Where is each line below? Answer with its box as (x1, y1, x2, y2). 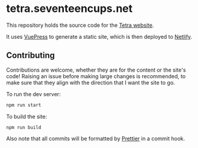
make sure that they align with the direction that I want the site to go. (6, 79, 175, 86)
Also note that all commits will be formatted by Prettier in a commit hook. (6, 135, 185, 142)
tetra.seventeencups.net (6, 2, 133, 16)
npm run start (6, 102, 42, 108)
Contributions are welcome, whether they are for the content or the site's (6, 66, 187, 73)
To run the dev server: (6, 90, 61, 97)
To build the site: (6, 113, 47, 120)
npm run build (6, 124, 42, 130)
